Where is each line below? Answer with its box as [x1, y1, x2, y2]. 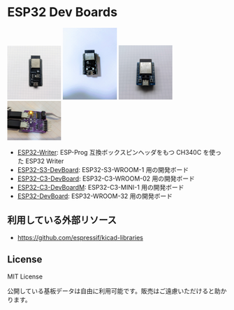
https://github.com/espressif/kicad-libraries [17, 233, 143, 241]
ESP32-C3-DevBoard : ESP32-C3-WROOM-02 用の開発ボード [17, 174, 196, 183]
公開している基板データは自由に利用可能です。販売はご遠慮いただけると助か [7, 286, 227, 295]
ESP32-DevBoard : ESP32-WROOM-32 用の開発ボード [17, 192, 173, 200]
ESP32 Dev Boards [7, 4, 117, 20]
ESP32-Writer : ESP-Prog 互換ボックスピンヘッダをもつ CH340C [17, 148, 202, 156]
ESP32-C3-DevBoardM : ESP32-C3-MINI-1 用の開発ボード [17, 183, 184, 191]
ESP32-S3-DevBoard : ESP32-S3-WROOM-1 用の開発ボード [17, 165, 189, 174]
